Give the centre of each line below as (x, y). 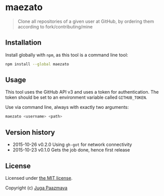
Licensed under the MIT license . (39, 178)
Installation (23, 43)
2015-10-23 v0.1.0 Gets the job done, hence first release (71, 150)
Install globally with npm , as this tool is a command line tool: (67, 55)
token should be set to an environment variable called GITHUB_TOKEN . (76, 97)
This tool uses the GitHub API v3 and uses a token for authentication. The (82, 92)
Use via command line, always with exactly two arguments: (67, 107)
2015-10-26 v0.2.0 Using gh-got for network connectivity (72, 145)
